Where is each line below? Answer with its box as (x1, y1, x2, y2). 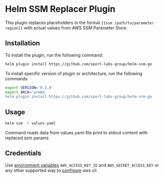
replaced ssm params (5, 135, 49, 141)
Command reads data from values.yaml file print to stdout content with (5, 129, 148, 135)
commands (5, 76, 28, 81)
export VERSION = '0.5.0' (5, 85, 54, 90)
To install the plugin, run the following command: (5, 52, 104, 58)
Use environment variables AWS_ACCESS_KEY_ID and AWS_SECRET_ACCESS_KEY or (5, 162, 159, 168)
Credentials (5, 149, 42, 157)
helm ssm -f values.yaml (5, 121, 56, 126)
